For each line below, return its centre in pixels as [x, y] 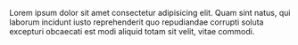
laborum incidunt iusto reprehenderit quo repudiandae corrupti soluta [137, 22]
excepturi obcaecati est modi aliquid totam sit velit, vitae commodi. [132, 31]
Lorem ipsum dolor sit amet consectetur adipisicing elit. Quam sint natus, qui [150, 13]
